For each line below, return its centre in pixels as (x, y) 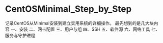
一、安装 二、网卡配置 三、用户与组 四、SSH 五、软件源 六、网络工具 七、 (85, 29)
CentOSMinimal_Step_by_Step (68, 9)
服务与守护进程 (20, 35)
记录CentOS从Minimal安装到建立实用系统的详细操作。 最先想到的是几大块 (80, 23)
